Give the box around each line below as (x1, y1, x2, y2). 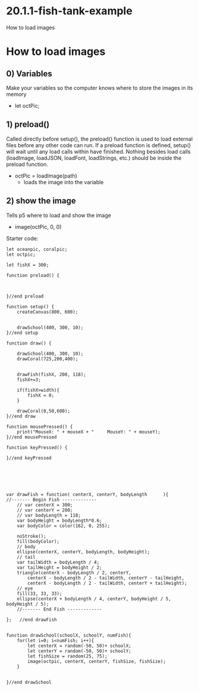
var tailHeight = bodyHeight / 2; (17, 565, 102, 571)
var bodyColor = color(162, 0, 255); (17, 523, 110, 529)
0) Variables (6, 69, 52, 79)
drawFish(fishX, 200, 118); (17, 371, 86, 377)
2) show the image (6, 196, 76, 206)
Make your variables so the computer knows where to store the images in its (6, 84, 193, 91)
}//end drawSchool (6, 679, 52, 685)
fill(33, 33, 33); (17, 590, 62, 597)
